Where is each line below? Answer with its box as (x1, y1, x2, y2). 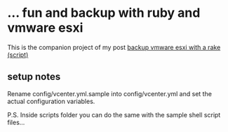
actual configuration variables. (7, 97, 95, 105)
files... (7, 118, 25, 126)
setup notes (7, 71, 61, 83)
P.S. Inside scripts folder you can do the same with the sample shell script (7, 110, 221, 119)
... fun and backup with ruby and (7, 5, 201, 21)
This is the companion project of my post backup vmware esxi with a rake (7, 43, 221, 51)
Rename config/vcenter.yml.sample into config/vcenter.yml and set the (7, 89, 213, 98)
